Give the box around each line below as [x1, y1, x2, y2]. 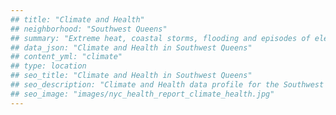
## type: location [10, 61, 87, 71]
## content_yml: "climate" [10, 52, 123, 62]
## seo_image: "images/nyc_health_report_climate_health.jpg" [10, 89, 275, 99]
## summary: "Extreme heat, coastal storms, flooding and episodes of [10, 33, 311, 43]
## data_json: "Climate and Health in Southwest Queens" [10, 42, 253, 53]
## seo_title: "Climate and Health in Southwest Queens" [10, 71, 253, 81]
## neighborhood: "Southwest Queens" [10, 24, 168, 34]
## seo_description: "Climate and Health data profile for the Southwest [10, 80, 325, 90]
